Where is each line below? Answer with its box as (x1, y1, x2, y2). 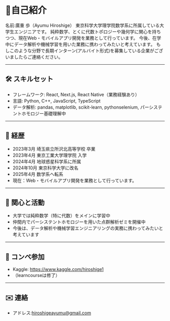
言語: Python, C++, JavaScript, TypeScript (12, 98, 101, 104)
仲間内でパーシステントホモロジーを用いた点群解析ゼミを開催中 (12, 219, 146, 225)
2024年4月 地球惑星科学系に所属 (12, 158, 81, 164)
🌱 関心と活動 (5, 198, 45, 207)
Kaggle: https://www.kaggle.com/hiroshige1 (12, 266, 104, 272)
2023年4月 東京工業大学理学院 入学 (12, 152, 87, 158)
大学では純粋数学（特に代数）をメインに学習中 (12, 213, 110, 219)
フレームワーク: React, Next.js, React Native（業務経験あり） (12, 91, 140, 98)
